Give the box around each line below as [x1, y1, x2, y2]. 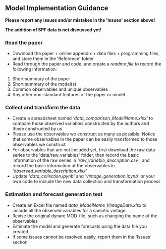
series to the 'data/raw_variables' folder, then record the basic [12, 152, 139, 158]
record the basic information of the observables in [12, 163, 115, 169]
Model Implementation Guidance [5, 4, 109, 12]
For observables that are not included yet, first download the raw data [12, 147, 155, 153]
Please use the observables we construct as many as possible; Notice [12, 131, 156, 137]
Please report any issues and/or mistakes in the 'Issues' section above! [5, 17, 155, 23]
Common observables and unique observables [12, 86, 108, 92]
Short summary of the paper [12, 76, 70, 82]
